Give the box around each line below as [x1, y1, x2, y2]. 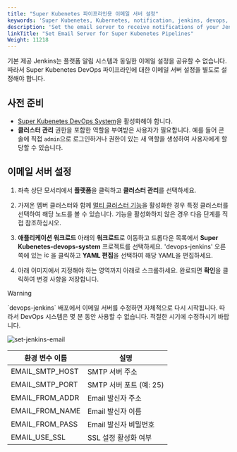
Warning [7, 289, 32, 297]
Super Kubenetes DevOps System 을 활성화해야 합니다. [17, 117, 173, 125]
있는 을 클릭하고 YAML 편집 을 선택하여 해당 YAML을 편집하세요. [30, 251, 214, 259]
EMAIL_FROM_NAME [11, 406, 81, 415]
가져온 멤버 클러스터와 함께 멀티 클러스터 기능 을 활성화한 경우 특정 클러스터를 [17, 201, 229, 209]
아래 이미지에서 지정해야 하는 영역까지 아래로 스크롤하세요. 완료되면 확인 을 [17, 265, 221, 275]
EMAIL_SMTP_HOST [11, 366, 79, 376]
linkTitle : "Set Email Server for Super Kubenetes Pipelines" [7, 30, 194, 37]
